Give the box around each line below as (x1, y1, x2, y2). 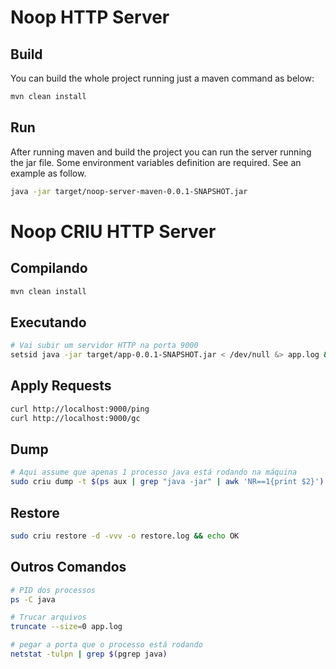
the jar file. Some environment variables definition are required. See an (10, 156, 302, 168)
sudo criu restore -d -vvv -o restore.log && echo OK (10, 531, 240, 541)
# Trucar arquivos (10, 612, 87, 623)
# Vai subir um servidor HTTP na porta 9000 (10, 341, 199, 351)
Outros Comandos (10, 559, 127, 576)
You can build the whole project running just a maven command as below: (10, 72, 315, 84)
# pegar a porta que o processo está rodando (10, 640, 203, 650)
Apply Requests (10, 377, 112, 395)
